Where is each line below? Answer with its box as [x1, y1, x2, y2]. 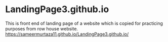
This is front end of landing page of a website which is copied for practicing [5, 20, 163, 26]
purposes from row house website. [5, 25, 78, 31]
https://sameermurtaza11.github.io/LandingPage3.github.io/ [5, 31, 129, 37]
